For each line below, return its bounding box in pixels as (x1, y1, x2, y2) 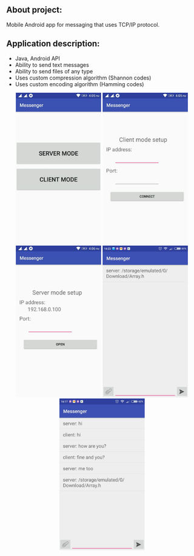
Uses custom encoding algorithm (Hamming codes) (15, 80, 144, 87)
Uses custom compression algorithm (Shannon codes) (15, 74, 152, 81)
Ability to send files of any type (15, 67, 93, 75)
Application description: (6, 39, 100, 49)
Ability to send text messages (15, 61, 89, 69)
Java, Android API (15, 55, 61, 62)
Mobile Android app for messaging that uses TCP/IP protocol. (6, 21, 160, 28)
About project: (6, 5, 62, 15)
